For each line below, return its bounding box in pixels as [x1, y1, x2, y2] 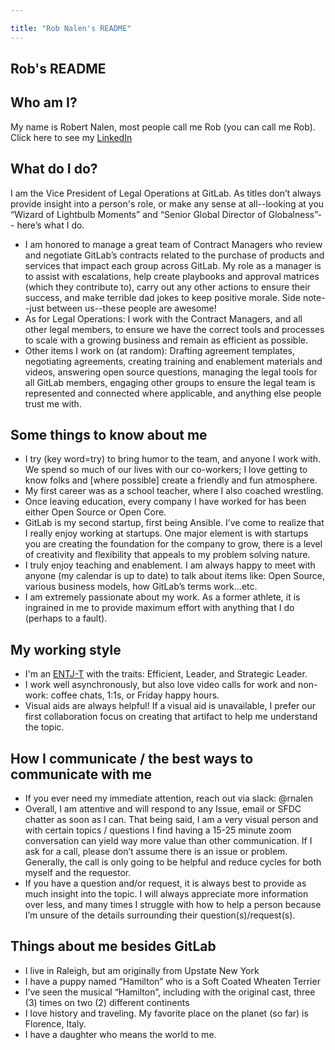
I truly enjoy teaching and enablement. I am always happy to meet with [24, 559, 316, 571]
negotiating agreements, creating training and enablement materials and [24, 355, 323, 367]
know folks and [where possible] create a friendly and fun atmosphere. [24, 474, 318, 486]
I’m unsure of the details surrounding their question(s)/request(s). [24, 909, 296, 921]
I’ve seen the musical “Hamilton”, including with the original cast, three [24, 986, 316, 998]
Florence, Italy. [24, 1017, 87, 1030]
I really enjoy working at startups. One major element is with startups [24, 527, 309, 540]
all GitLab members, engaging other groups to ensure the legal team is [24, 376, 316, 388]
